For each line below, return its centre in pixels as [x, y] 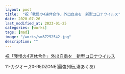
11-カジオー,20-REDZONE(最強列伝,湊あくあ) [50, 66]
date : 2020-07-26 [23, 19]
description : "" [22, 42]
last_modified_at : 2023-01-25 [36, 23]
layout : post [18, 10]
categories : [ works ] [26, 28]
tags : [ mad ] [17, 32]
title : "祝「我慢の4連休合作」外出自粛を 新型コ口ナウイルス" [63, 14]
